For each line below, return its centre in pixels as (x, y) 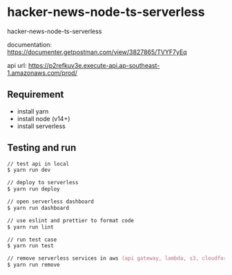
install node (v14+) (43, 118)
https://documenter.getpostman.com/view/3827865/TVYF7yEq (97, 52)
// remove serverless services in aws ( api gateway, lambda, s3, (103, 258)
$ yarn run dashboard (38, 208)
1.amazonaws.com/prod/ (42, 73)
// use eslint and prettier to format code (71, 220)
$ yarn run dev (29, 170)
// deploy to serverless (43, 183)
